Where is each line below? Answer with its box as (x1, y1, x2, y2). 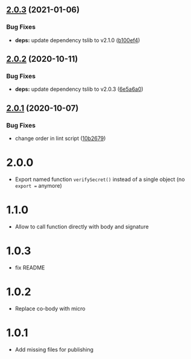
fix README (14, 264, 45, 271)
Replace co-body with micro (14, 305, 86, 312)
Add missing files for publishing (14, 346, 94, 353)
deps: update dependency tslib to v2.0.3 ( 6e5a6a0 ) (14, 85, 143, 93)
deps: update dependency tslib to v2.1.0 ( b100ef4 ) (14, 36, 140, 44)
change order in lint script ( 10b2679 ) (14, 135, 106, 142)
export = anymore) (14, 182, 62, 189)
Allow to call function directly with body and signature (14, 222, 149, 230)
